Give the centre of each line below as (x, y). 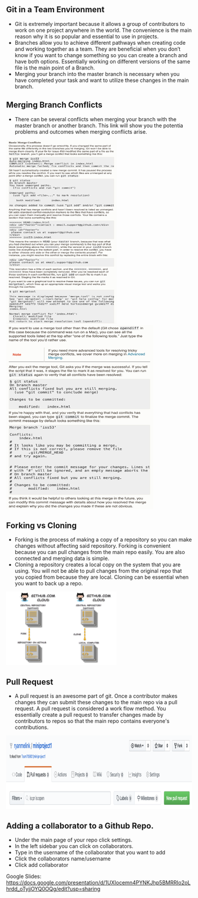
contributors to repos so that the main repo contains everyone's (92, 721)
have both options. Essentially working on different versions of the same (102, 61)
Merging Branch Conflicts (55, 105)
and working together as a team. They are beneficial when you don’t (98, 49)
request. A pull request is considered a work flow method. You (90, 708)
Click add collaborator (42, 865)
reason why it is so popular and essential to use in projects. (87, 36)
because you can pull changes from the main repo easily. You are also (100, 552)
